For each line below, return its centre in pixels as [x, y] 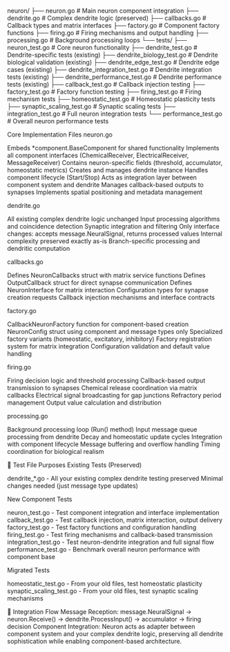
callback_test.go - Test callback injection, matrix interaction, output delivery [115, 520]
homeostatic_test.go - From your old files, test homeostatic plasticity [105, 583]
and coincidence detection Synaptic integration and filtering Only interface [113, 226]
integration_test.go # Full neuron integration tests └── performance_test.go [115, 114]
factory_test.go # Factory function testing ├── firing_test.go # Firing [104, 91]
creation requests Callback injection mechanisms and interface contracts [111, 297]
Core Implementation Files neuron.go [60, 134]
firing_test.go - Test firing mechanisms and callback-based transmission [110, 535]
